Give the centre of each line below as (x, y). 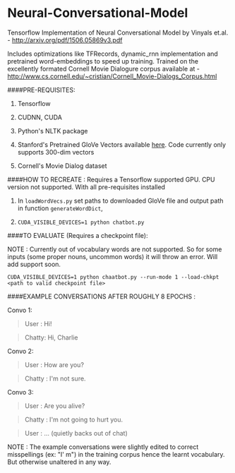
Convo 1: (20, 310)
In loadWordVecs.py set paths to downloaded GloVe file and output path (120, 200)
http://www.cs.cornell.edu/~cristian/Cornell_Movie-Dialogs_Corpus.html (112, 76)
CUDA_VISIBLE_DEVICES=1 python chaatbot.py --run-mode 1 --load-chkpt (113, 277)
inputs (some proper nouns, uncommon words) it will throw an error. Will (113, 256)
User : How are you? (54, 364)
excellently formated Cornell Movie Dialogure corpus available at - (103, 68)
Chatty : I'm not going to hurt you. (74, 419)
